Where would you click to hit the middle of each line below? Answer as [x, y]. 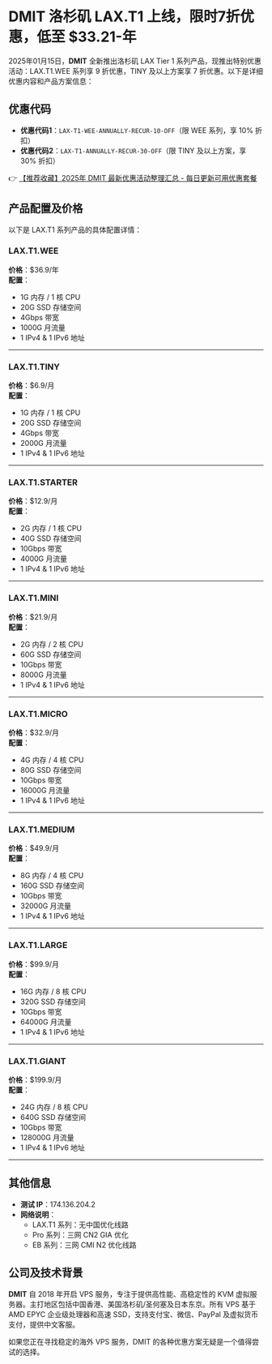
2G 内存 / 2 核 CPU [51, 644]
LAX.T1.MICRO [38, 714]
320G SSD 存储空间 [53, 1002]
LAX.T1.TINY [34, 367]
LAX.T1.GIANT [37, 1061]
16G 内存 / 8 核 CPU [53, 991]
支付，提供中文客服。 [44, 1324]
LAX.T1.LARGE [38, 946]
